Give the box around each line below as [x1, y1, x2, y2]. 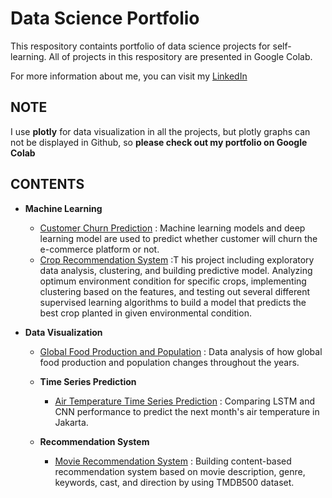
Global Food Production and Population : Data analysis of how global [39, 345, 323, 357]
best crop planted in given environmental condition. [39, 307, 252, 319]
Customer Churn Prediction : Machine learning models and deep [39, 222, 306, 234]
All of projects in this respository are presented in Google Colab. [48, 50, 313, 62]
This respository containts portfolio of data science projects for [10, 40, 271, 52]
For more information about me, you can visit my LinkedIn [10, 70, 248, 82]
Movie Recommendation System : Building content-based [54, 455, 292, 467]
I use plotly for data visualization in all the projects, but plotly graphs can [10, 125, 311, 137]
